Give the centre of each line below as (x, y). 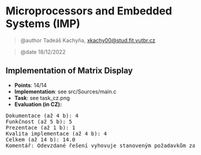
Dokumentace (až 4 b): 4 (42, 116)
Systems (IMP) (43, 24)
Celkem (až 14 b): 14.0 (40, 139)
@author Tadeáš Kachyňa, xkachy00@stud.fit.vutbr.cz (88, 40)
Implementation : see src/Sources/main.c (65, 92)
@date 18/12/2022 (43, 51)
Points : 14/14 (31, 85)
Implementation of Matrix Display (69, 71)
